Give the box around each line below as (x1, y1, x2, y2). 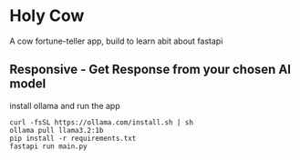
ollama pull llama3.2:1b (9, 125, 104, 135)
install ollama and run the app (9, 100, 120, 111)
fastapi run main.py (9, 142, 88, 151)
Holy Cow (9, 5, 85, 26)
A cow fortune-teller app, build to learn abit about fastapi (9, 35, 223, 46)
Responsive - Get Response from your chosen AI (9, 62, 292, 77)
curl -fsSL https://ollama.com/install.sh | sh (9, 117, 194, 127)
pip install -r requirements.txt (9, 134, 137, 143)
